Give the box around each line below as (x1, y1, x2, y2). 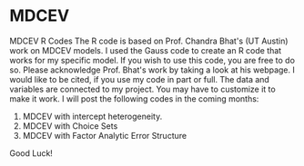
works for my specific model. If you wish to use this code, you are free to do (9, 54, 296, 65)
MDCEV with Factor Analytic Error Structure (22, 130, 187, 141)
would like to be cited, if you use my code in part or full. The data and (9, 73, 270, 84)
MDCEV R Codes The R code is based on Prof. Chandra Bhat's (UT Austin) (9, 35, 289, 46)
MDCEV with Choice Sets (22, 120, 118, 132)
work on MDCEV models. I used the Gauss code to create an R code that (9, 44, 282, 55)
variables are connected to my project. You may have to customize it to (9, 83, 276, 94)
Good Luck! (9, 147, 53, 159)
